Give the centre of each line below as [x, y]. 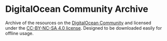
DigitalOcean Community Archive [77, 9]
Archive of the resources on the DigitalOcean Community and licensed [78, 23]
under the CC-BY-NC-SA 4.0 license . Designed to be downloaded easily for [84, 28]
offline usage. [19, 33]
